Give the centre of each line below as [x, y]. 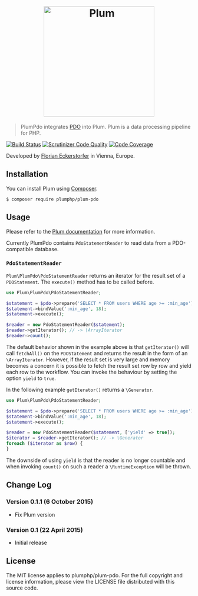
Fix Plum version [35, 514]
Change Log [29, 485]
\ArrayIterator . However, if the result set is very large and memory [88, 359]
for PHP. [31, 133]
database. [47, 249]
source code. [22, 588]
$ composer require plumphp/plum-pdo [52, 199]
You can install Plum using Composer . [52, 188]
